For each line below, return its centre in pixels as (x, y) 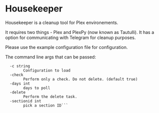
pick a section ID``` (46, 105)
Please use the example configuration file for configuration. (66, 47)
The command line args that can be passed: (51, 57)
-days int (20, 83)
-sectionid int (26, 101)
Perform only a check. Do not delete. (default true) (81, 79)
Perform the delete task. (50, 96)
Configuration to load (47, 70)
